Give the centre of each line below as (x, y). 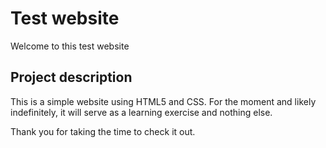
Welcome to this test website (70, 46)
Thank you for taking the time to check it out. (103, 131)
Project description (71, 77)
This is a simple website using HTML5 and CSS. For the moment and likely (163, 101)
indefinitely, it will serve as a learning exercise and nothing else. (141, 112)
